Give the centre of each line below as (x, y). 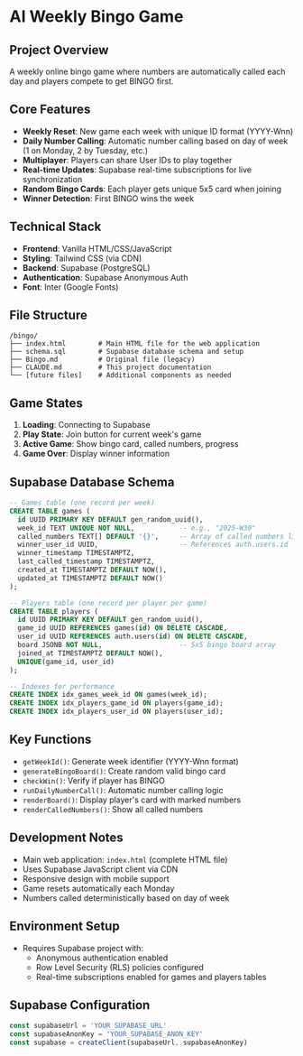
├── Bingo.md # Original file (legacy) (102, 360)
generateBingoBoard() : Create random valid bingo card (124, 771)
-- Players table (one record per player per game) (108, 603)
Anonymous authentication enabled (102, 958)
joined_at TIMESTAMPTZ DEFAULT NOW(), (91, 653)
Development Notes (66, 838)
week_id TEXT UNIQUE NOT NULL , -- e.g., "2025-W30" (137, 528)
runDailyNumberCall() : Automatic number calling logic (123, 790)
